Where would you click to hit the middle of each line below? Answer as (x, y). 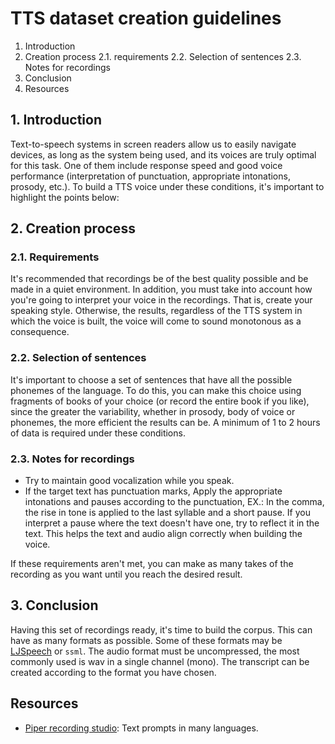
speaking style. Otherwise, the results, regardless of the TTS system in (156, 311)
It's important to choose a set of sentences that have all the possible (151, 379)
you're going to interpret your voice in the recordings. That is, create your (161, 300)
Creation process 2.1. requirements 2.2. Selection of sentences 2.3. (163, 56)
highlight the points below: (65, 197)
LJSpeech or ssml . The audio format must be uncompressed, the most (155, 651)
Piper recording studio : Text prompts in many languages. (141, 728)
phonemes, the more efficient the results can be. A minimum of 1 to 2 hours (165, 422)
